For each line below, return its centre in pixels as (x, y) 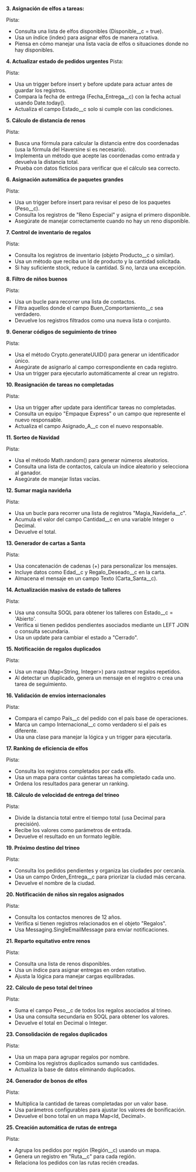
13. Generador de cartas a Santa (46, 543)
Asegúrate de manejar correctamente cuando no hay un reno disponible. (102, 221)
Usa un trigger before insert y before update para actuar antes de (93, 84)
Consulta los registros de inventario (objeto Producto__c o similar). (94, 255)
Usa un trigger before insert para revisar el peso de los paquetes (92, 202)
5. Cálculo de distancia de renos (46, 120)
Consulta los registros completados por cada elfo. (75, 771)
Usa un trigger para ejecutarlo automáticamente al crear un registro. (97, 373)
